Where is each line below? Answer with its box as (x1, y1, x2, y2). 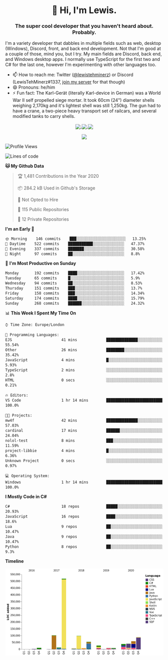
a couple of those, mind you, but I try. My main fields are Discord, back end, (5, 51, 162, 57)
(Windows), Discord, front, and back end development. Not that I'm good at (5, 45, 161, 52)
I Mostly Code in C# (5, 493, 47, 499)
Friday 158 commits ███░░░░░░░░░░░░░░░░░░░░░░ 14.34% (5, 291, 144, 296)
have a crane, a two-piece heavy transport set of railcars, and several (12, 108, 157, 114)
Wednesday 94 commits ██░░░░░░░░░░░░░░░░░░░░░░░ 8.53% (5, 281, 142, 286)
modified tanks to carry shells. (12, 113, 76, 119)
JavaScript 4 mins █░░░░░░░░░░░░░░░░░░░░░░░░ (5, 357, 163, 362)
